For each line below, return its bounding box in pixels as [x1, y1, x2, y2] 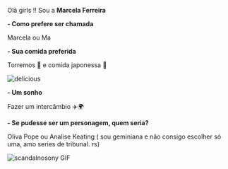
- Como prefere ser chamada [7, 20, 94, 28]
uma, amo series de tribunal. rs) [7, 140, 100, 148]
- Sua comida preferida [7, 47, 76, 55]
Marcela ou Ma [7, 33, 52, 42]
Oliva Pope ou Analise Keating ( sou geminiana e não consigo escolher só [7, 132, 222, 141]
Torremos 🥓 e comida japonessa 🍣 [7, 61, 107, 69]
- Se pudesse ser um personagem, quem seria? [7, 119, 150, 127]
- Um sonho [7, 88, 42, 96]
